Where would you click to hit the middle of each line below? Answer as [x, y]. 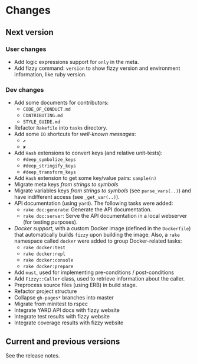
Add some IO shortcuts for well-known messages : [75, 134]
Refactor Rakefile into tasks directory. [60, 128]
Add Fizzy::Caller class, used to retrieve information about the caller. [99, 279]
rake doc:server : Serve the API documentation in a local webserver [105, 216]
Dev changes [25, 89]
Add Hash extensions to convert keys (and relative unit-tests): [88, 153]
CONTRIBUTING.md [43, 116]
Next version [29, 32]
